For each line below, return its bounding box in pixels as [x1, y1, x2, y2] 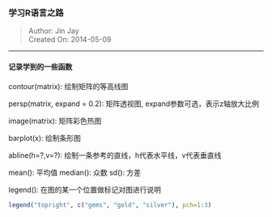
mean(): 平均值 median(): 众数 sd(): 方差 [8, 168, 142, 177]
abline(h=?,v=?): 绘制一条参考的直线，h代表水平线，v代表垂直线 [8, 150, 222, 160]
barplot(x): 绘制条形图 [8, 133, 81, 143]
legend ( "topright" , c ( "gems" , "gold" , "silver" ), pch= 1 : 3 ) [8, 201, 212, 209]
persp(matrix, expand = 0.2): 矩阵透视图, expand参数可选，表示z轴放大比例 [8, 99, 259, 108]
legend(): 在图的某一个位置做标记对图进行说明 [8, 185, 162, 194]
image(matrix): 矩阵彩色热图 [8, 116, 102, 126]
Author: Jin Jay [28, 26, 79, 36]
